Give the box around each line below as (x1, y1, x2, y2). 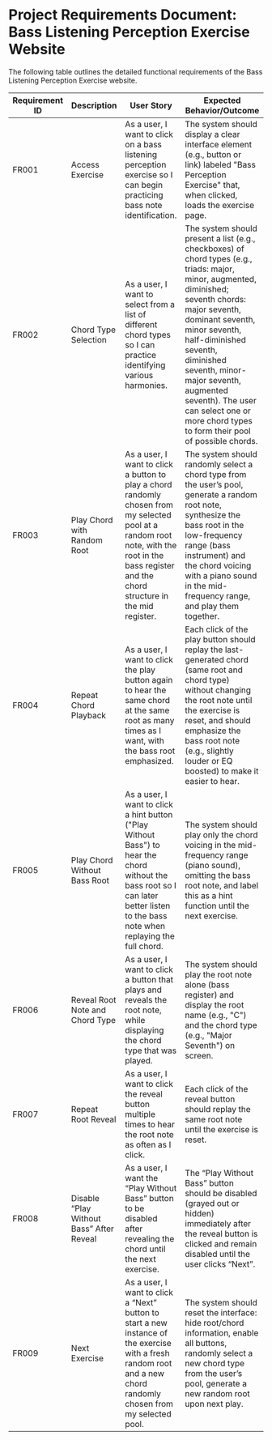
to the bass (125, 910, 168, 921)
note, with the (125, 539, 177, 551)
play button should (185, 633, 257, 645)
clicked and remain (185, 1238, 257, 1249)
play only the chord (185, 829, 258, 840)
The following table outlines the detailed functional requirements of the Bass (8, 66, 263, 76)
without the (125, 869, 168, 880)
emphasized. (125, 755, 174, 766)
